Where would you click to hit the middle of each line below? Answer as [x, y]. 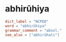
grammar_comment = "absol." [33, 30]
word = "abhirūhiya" [26, 26]
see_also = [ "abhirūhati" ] [32, 35]
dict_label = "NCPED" [27, 21]
